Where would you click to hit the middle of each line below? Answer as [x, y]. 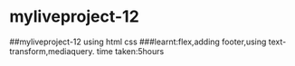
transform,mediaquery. [52, 51]
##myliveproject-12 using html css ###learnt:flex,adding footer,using [138, 42]
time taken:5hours [130, 51]
